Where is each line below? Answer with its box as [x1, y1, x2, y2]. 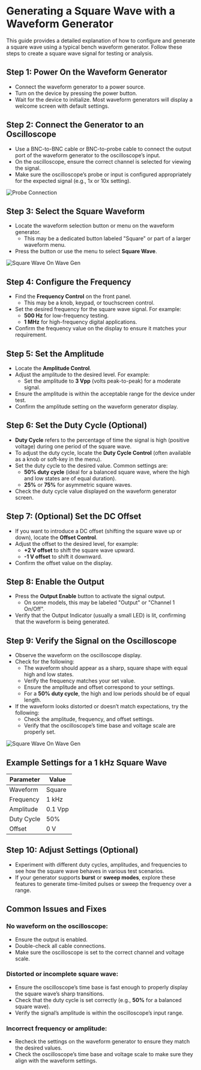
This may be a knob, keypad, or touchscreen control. [23, 299, 155, 306]
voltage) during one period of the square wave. [14, 442, 132, 450]
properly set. [23, 728, 56, 735]
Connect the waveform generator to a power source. [14, 83, 145, 90]
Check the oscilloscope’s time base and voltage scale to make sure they [14, 1051, 193, 1058]
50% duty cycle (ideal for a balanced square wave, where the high [23, 468, 190, 475]
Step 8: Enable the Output [6, 577, 105, 587]
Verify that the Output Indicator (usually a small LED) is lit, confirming [14, 612, 186, 619]
